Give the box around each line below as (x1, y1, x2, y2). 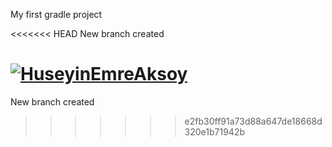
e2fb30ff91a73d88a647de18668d (184, 115, 323, 127)
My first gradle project (10, 9, 103, 20)
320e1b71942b (184, 125, 246, 138)
